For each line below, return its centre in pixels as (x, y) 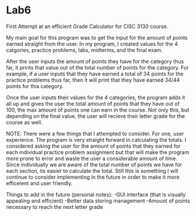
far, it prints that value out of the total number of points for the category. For (97, 67)
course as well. (24, 122)
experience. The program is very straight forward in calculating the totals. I (96, 140)
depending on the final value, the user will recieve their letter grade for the (96, 116)
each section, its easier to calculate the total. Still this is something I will (92, 170)
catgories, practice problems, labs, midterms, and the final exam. (84, 50)
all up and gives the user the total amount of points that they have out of (93, 103)
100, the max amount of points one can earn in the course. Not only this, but (98, 110)
